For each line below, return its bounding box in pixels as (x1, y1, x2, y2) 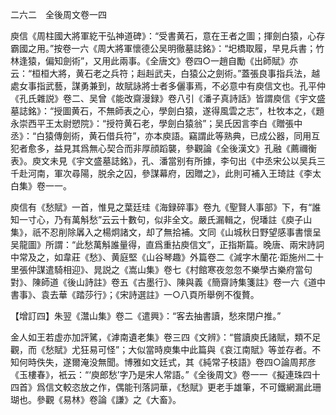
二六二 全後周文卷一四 (10, 9, 107, 20)
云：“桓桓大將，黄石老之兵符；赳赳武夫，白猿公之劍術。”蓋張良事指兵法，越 (10, 68, 321, 79)
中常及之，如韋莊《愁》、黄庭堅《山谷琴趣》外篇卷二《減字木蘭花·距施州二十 (10, 251, 325, 263)
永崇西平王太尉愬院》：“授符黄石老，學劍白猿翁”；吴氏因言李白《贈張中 (10, 118, 303, 129)
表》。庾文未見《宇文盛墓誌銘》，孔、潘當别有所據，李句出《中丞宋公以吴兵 (10, 155, 317, 167)
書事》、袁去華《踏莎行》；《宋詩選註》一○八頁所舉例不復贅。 (10, 289, 260, 300)
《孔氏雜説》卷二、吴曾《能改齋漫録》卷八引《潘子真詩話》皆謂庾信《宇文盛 (10, 93, 326, 104)
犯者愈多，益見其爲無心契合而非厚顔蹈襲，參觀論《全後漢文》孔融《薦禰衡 (10, 143, 317, 154)
